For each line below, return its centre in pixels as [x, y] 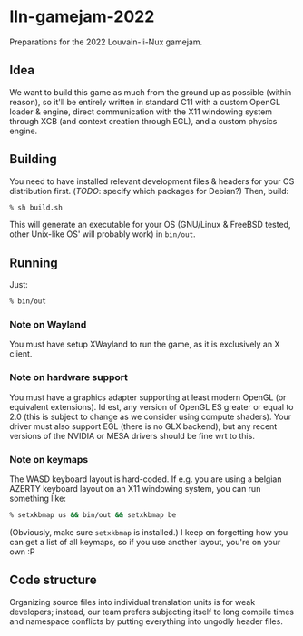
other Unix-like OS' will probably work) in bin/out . [103, 234]
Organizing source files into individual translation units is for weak [132, 602]
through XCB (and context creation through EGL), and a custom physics [143, 121]
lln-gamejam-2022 [82, 17]
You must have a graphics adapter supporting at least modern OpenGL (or [148, 397]
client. [21, 354]
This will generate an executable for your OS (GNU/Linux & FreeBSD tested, [150, 225]
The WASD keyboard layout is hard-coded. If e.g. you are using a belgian [146, 479]
